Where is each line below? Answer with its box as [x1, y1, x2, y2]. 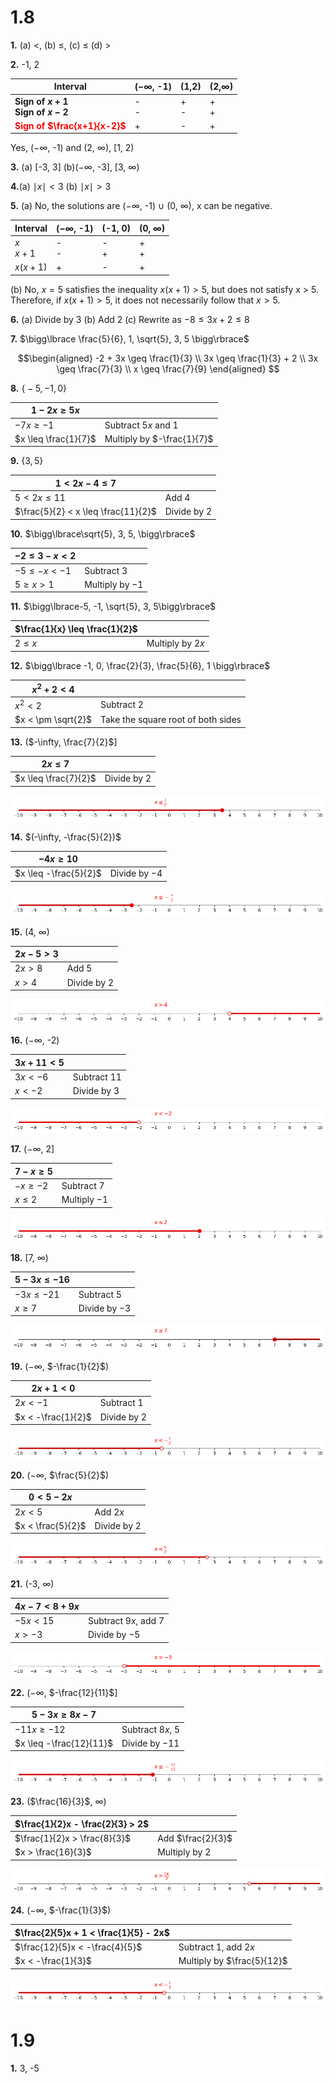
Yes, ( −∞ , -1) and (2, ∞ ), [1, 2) [10, 142, 135, 154]
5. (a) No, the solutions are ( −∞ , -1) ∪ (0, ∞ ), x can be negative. [10, 200, 273, 212]
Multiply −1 [61, 1194, 108, 1206]
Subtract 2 [99, 699, 144, 711]
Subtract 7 [61, 1179, 105, 1191]
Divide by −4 [109, 867, 163, 880]
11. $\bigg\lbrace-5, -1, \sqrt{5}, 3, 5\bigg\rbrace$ [10, 601, 217, 613]
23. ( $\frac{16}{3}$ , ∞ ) [10, 1796, 107, 1808]
